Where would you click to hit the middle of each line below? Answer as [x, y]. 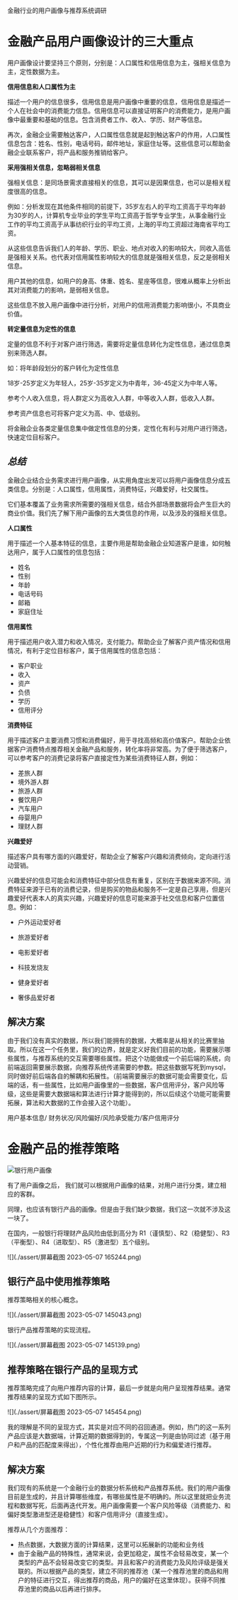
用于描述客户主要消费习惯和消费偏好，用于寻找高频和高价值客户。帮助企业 [116, 740]
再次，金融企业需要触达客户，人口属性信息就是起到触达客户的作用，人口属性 [119, 134]
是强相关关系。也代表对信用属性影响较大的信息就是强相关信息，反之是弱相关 [119, 257]
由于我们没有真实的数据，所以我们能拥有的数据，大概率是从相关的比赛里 [113, 1040]
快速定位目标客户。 [35, 437]
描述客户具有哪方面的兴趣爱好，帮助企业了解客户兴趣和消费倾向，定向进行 [116, 856]
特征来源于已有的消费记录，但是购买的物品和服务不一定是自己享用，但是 [119, 889]
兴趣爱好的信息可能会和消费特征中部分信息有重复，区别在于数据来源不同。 [116, 880]
